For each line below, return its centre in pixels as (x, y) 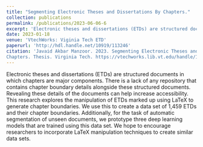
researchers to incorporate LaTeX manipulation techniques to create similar (100, 132)
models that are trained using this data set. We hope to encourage (89, 125)
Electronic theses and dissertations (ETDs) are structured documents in (95, 74)
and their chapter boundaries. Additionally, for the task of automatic (91, 113)
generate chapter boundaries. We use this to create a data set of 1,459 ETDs (101, 106)
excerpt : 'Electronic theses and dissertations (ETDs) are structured (97, 29)
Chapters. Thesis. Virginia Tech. (50, 57)
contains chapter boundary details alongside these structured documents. (98, 87)
